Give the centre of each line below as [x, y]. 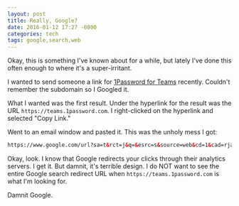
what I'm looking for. [37, 181]
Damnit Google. [30, 195]
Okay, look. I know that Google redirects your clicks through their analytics [117, 158]
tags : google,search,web [44, 40]
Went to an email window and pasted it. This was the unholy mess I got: [112, 132]
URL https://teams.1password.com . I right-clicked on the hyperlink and [110, 111]
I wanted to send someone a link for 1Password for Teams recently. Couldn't [119, 82]
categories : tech [33, 34]
